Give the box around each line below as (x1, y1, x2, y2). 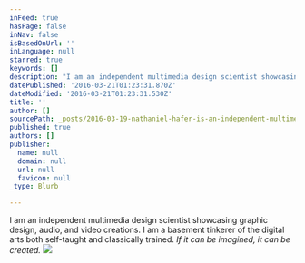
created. (9, 245, 41, 256)
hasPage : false (9, 22, 67, 31)
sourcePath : (9, 114, 54, 123)
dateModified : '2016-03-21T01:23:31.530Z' (9, 89, 172, 98)
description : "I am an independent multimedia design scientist (9, 73, 258, 82)
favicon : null (17, 173, 71, 182)
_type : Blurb (9, 182, 59, 191)
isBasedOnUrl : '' (9, 38, 75, 48)
